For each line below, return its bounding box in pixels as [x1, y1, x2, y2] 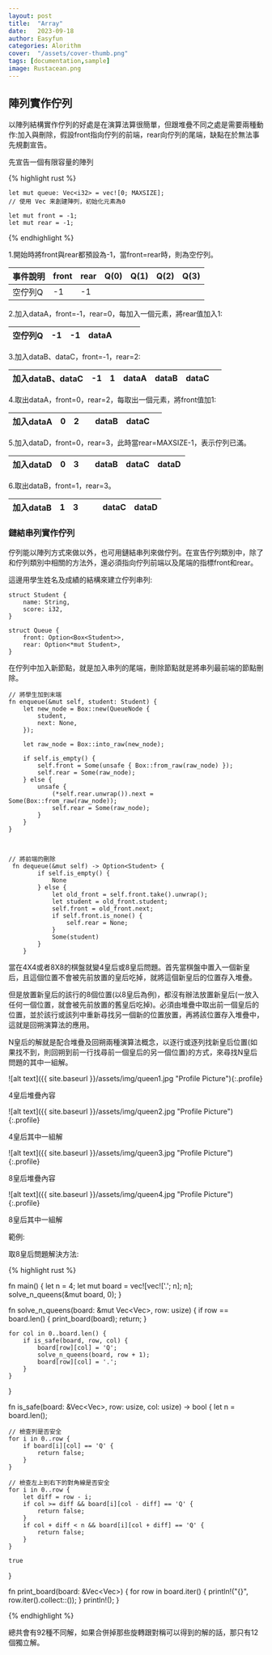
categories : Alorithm [8, 42, 82, 50]
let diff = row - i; [23, 1492, 92, 1501]
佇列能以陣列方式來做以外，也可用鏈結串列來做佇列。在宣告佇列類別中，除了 [8, 547, 264, 557]
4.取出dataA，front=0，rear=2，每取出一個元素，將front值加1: [8, 394, 217, 405]
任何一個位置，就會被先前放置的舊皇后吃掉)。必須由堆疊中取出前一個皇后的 [8, 999, 260, 1009]
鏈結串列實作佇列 [8, 528, 75, 539]
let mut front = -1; [8, 211, 79, 219]
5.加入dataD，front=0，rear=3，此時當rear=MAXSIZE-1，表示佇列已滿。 [8, 438, 251, 448]
